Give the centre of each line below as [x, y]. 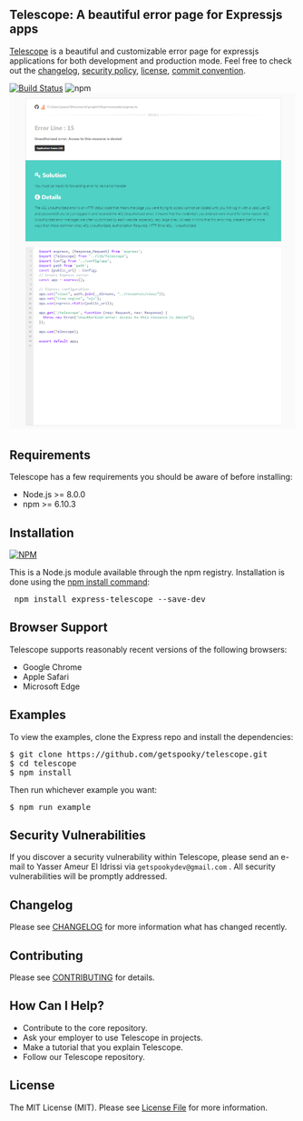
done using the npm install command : [80, 582]
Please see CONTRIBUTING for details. [83, 977]
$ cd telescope [43, 763]
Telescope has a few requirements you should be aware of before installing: [151, 477]
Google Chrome [52, 666]
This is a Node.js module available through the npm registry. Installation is [147, 572]
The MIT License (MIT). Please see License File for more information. [138, 1107]
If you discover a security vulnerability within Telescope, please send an [144, 857]
